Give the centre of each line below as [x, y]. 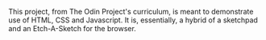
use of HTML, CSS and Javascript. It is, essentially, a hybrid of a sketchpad [133, 20]
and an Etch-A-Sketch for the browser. [73, 28]
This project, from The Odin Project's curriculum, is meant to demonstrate [131, 12]
